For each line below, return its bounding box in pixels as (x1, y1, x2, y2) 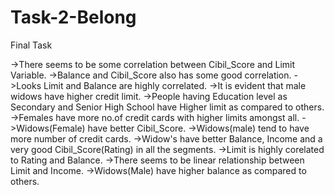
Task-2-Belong (10, 6, 137, 29)
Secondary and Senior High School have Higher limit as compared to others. (10, 101, 325, 113)
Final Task (10, 39, 53, 51)
